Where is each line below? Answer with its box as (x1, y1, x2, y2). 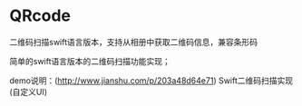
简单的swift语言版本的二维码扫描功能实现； (9, 55, 170, 66)
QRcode (9, 5, 71, 26)
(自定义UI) (9, 86, 48, 97)
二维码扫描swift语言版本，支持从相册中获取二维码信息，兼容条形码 (9, 36, 258, 47)
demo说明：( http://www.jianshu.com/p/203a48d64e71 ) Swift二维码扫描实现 (9, 74, 294, 86)
